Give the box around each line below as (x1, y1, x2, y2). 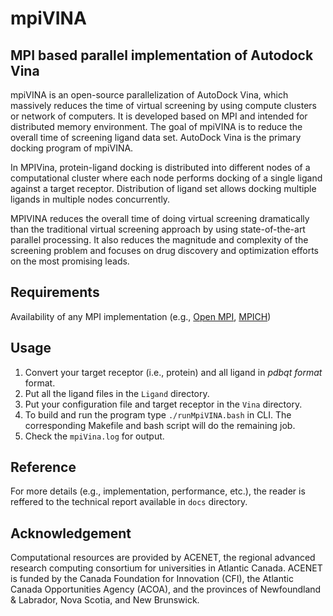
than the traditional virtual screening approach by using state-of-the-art (10, 223, 306, 235)
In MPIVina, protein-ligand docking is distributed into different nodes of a (10, 162, 311, 173)
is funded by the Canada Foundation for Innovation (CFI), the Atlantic (10, 573, 294, 585)
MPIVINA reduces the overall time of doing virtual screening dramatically (10, 213, 310, 224)
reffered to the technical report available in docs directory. (10, 496, 248, 508)
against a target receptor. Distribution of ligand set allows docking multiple (10, 183, 317, 194)
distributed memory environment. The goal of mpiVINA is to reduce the (10, 121, 303, 132)
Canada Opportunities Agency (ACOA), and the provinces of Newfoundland (10, 583, 322, 596)
